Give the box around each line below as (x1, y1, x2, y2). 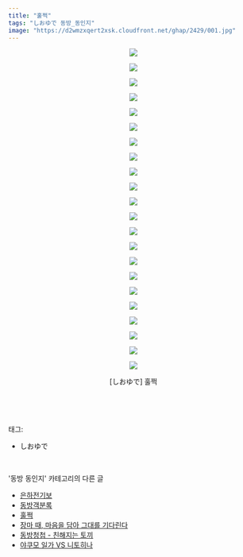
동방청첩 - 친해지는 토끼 (19, 530, 94, 540)
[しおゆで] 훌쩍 (110, 377, 157, 386)
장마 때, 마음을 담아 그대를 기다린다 (19, 520, 129, 530)
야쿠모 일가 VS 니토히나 (19, 540, 94, 550)
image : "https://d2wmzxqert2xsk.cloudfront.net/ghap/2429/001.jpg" (8, 26, 237, 34)
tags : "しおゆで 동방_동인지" (8, 19, 95, 27)
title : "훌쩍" (8, 11, 52, 20)
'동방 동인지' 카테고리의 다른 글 (8, 474, 104, 483)
